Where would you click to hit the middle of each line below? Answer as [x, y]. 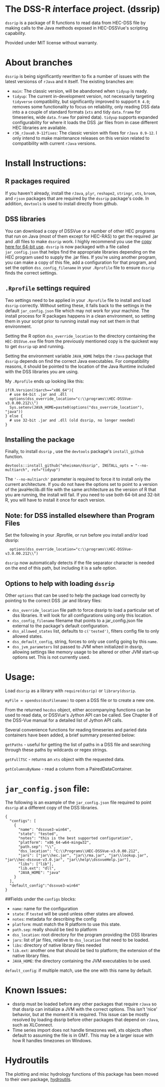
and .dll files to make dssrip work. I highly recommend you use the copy [78, 241]
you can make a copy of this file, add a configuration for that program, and [81, 262]
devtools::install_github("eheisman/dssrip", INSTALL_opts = [69, 466]
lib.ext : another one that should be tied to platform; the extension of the [86, 950]
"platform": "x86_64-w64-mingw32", [55, 842]
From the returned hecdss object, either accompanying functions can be [78, 709]
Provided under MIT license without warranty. [51, 42]
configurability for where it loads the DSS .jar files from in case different [85, 122]
